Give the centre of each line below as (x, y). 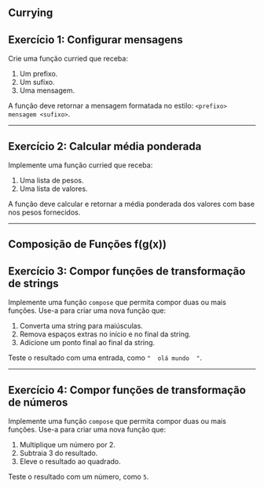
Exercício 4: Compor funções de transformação (127, 390)
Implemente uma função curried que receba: (81, 165)
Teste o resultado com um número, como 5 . (79, 477)
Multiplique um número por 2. (68, 445)
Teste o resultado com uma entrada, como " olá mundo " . (105, 358)
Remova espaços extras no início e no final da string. (105, 334)
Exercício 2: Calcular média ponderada (105, 146)
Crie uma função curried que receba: (68, 59)
